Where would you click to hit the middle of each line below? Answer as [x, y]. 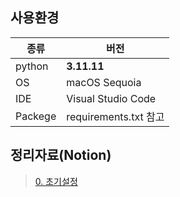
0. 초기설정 [56, 181]
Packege [36, 116]
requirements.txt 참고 [115, 116]
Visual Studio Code [111, 98]
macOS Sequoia [104, 82]
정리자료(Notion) [61, 155]
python [32, 66]
